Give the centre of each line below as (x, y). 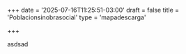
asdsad (18, 44)
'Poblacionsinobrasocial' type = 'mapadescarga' (77, 17)
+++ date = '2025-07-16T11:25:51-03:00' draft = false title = (93, 10)
